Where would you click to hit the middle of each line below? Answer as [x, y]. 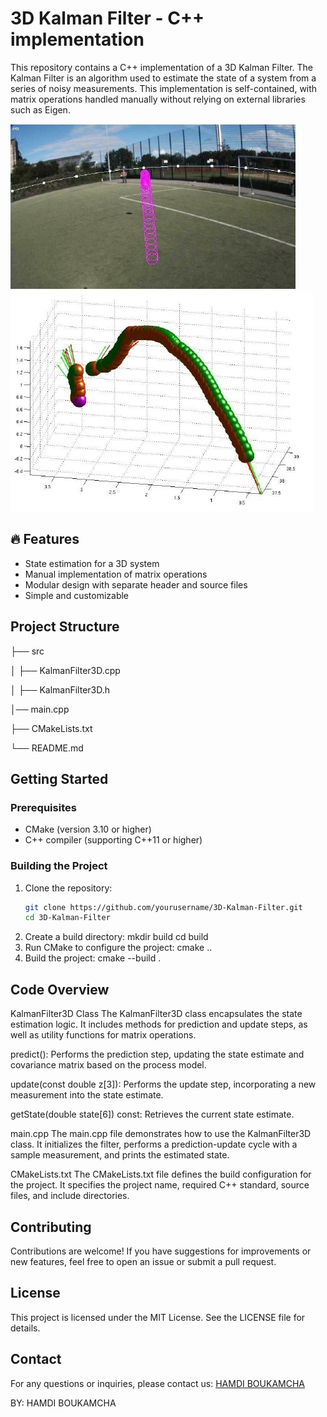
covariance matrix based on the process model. [108, 1065]
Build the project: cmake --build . [93, 958]
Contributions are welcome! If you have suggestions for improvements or [161, 1251]
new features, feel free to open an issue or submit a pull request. [143, 1261]
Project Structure [65, 627]
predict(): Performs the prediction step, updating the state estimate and [157, 1054]
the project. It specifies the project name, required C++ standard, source [160, 1185]
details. [25, 1328]
